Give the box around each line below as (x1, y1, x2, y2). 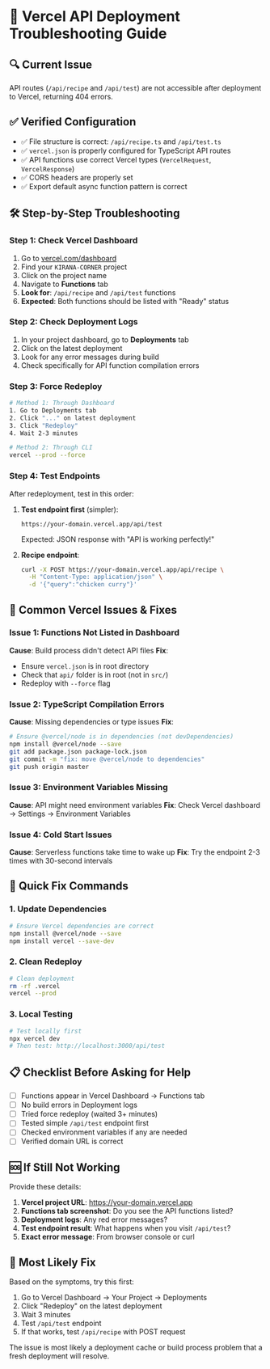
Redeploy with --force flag (20, 678, 112, 688)
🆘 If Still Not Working (9, 1160, 120, 1174)
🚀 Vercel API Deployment (9, 7, 181, 26)
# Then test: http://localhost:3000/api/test (9, 1042, 165, 1050)
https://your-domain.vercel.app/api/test (20, 520, 162, 528)
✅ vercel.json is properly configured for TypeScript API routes (20, 146, 231, 155)
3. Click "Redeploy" (9, 421, 79, 429)
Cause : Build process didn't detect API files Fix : (9, 645, 169, 655)
